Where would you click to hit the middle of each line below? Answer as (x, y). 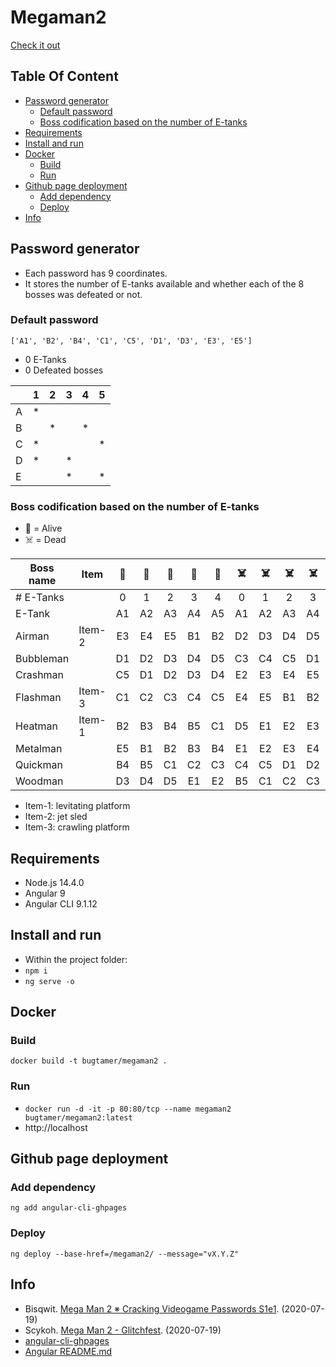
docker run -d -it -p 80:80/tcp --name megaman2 (128, 1109)
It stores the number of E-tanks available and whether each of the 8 (164, 283)
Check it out (35, 45)
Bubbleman (42, 659)
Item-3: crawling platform (77, 827)
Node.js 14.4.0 (54, 882)
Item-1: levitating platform (77, 806)
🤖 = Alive (43, 528)
